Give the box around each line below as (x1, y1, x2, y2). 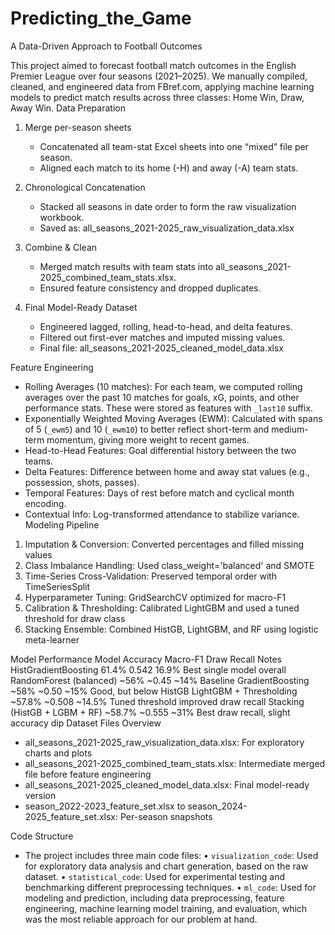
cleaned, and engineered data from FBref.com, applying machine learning (10, 80, 315, 92)
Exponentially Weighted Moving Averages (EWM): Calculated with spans (24, 412, 323, 424)
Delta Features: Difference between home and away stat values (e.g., (24, 465, 310, 477)
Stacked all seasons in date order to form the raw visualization (39, 200, 297, 212)
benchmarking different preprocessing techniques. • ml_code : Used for (24, 881, 317, 893)
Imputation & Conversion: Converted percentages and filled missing (24, 538, 305, 550)
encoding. (24, 497, 67, 509)
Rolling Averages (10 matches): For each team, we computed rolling (24, 380, 303, 392)
